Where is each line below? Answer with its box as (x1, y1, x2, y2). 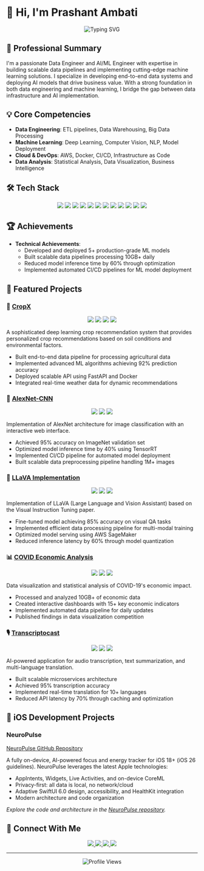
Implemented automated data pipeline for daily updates (15, 606, 154, 614)
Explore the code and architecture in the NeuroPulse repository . (6, 806, 166, 813)
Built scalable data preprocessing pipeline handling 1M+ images (15, 458, 175, 466)
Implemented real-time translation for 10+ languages (15, 688, 147, 696)
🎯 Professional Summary (6, 43, 102, 54)
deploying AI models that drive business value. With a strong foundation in (6, 79, 192, 86)
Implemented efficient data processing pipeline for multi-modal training (15, 525, 194, 532)
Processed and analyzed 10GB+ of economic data (15, 593, 141, 601)
